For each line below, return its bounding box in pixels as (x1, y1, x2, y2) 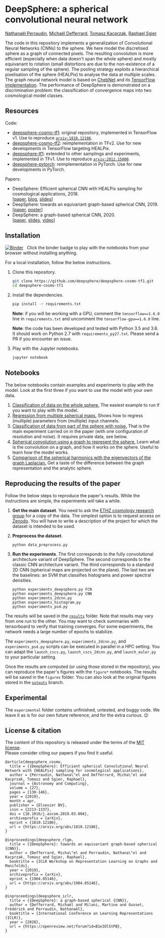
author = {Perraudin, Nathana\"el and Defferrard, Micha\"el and (9, 773, 147, 778)
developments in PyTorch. (12, 166, 66, 172)
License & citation (5, 726, 62, 735)
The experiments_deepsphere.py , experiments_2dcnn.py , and (5, 638, 127, 644)
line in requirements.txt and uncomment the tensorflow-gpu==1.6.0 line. (12, 316, 160, 322)
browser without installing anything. (5, 250, 78, 256)
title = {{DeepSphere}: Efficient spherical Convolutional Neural (9, 764, 149, 769)
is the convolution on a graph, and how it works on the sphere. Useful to (12, 444, 159, 450)
